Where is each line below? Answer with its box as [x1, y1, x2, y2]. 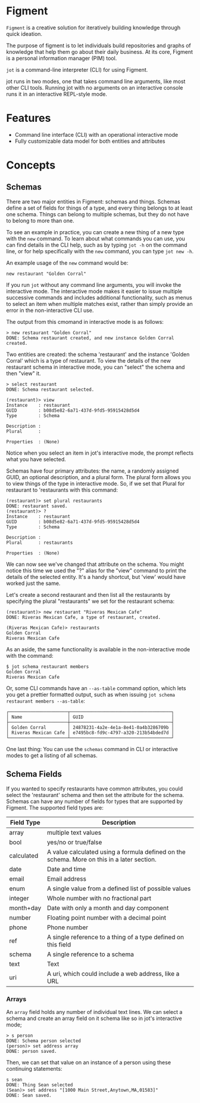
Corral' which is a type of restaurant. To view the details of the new [6, 357, 171, 364]
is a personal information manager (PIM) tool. [6, 54, 117, 62]
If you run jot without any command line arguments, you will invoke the [6, 281, 182, 288]
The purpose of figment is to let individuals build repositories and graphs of [6, 42, 192, 49]
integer [9, 894, 29, 902]
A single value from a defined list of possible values [46, 884, 191, 893]
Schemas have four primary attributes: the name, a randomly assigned [6, 467, 179, 474]
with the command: [6, 652, 54, 659]
